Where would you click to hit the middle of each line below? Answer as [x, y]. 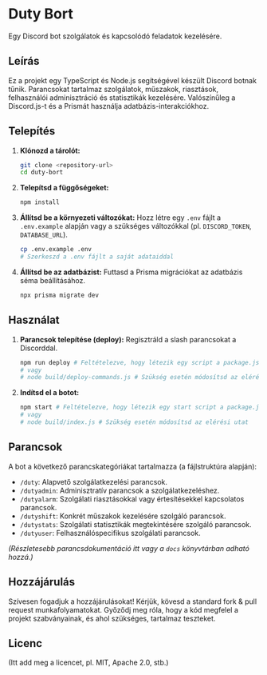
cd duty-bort [41, 173]
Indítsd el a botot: [49, 393]
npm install [39, 202]
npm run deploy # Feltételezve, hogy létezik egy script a [120, 362]
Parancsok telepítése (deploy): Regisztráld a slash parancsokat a [128, 339]
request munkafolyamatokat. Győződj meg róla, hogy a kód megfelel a [124, 609]
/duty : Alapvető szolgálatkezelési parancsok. [94, 481]
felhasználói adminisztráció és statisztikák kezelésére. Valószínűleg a [122, 98]
